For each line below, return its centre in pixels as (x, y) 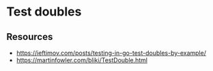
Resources (30, 37)
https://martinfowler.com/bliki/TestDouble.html (82, 60)
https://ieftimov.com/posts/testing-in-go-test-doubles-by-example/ (111, 53)
